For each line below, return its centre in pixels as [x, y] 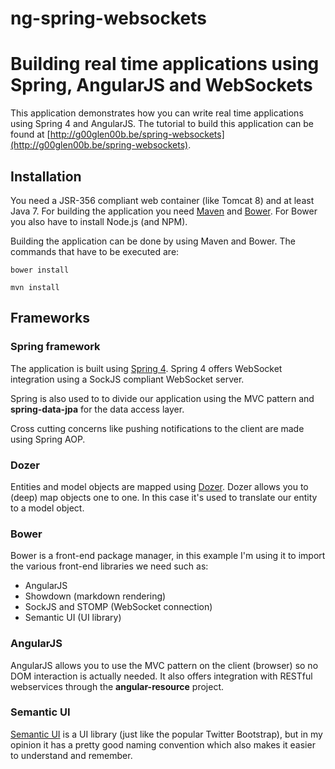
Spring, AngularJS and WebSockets [161, 85]
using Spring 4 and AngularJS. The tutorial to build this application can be [162, 124]
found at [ [30, 134]
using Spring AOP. [48, 439]
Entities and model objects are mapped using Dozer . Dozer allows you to [159, 486]
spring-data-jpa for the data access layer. [97, 409]
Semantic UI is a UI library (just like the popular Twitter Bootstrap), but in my [166, 734]
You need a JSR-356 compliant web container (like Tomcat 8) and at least [162, 200]
